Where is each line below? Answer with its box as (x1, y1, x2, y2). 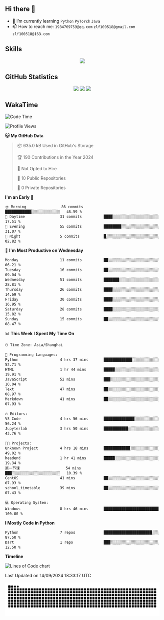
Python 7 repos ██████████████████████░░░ (5, 530, 159, 535)
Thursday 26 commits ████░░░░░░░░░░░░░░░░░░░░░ (5, 287, 159, 292)
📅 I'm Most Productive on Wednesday (5, 248, 83, 253)
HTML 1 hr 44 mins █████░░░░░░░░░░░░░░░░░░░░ (5, 367, 159, 372)
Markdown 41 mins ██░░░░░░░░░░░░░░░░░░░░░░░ (5, 397, 159, 402)
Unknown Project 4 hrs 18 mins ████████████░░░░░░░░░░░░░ (5, 446, 159, 451)
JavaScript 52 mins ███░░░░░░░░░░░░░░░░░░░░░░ (5, 377, 159, 382)
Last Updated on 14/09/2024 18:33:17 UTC (5, 573, 92, 579)
